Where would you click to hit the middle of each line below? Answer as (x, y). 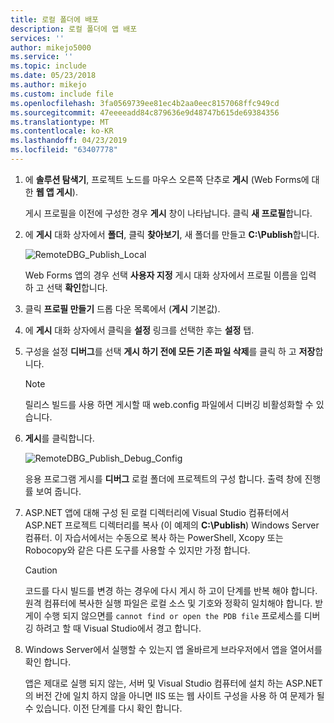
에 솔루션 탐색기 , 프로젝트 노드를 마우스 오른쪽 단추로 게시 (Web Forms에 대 (172, 179)
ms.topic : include (48, 66)
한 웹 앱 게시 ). (51, 192)
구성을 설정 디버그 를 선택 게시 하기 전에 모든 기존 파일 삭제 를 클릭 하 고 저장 (170, 351)
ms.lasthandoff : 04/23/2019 (69, 141)
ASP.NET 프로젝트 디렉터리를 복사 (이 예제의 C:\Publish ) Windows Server (172, 525)
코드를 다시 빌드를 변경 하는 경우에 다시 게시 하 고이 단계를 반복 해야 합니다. (171, 590)
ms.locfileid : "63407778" (64, 150)
